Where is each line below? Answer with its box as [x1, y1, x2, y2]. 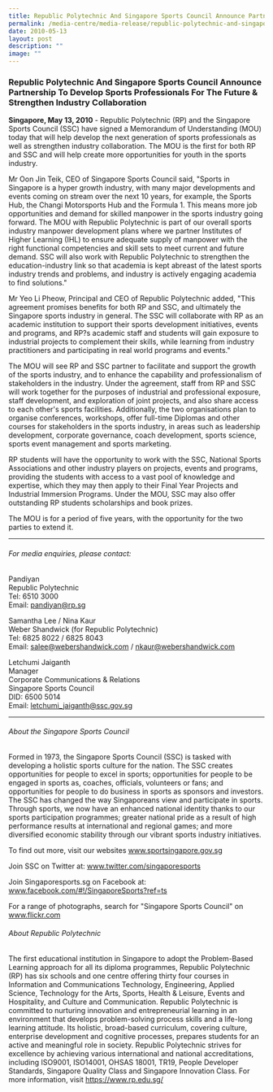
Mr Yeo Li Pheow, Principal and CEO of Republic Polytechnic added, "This [8, 294, 256, 303]
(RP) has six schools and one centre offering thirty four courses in [8, 971, 229, 981]
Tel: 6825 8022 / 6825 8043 [8, 633, 104, 642]
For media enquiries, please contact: [8, 548, 132, 558]
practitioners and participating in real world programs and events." [8, 346, 231, 355]
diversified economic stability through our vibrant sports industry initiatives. [8, 829, 262, 839]
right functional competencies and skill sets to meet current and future [8, 243, 245, 253]
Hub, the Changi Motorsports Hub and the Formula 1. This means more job [8, 200, 258, 210]
